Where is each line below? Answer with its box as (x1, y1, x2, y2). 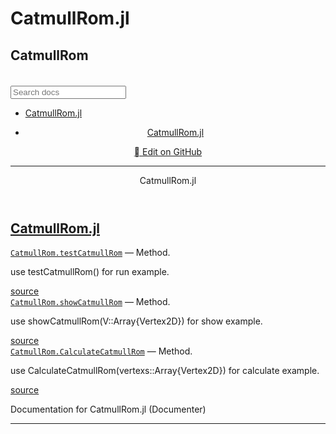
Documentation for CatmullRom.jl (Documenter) (10, 403, 207, 416)
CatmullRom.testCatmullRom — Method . (10, 247, 171, 259)
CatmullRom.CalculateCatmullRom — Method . (10, 345, 193, 357)
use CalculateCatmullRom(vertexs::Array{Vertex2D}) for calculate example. (10, 365, 320, 377)
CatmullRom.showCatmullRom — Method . (10, 296, 171, 308)
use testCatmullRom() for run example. (10, 266, 170, 278)
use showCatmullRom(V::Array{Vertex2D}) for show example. (10, 315, 263, 327)
